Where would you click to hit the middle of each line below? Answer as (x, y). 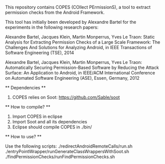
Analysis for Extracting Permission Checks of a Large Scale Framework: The (83, 42)
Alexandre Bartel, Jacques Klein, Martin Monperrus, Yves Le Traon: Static (80, 37)
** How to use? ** (23, 137)
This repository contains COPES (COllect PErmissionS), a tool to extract (78, 7)
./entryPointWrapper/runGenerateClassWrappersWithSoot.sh (67, 151)
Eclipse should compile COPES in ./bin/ (52, 127)
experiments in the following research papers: (52, 27)
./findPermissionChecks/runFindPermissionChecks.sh (60, 157)
